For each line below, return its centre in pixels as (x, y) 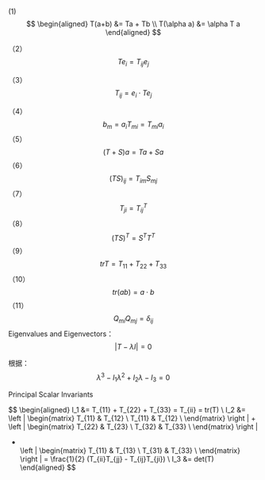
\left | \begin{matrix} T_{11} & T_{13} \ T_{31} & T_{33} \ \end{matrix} (130, 451)
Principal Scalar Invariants (51, 395)
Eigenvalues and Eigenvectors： (61, 334)
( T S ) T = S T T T (133, 237)
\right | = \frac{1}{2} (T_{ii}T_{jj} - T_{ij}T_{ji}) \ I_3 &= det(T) (117, 459)
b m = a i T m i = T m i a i (133, 125)
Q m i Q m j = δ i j (133, 319)
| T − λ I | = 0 (133, 346)
